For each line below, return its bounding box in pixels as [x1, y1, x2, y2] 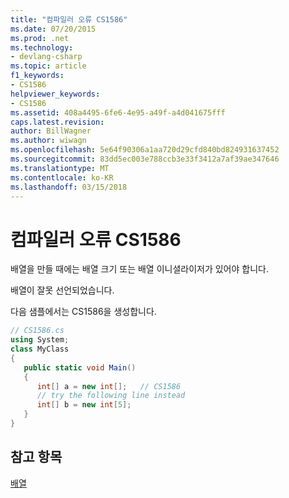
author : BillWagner [10, 126, 92, 136]
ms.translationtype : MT [10, 163, 110, 173]
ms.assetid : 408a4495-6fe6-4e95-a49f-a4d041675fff [10, 107, 226, 118]
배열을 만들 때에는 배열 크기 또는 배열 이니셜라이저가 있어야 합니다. [10, 263, 269, 275]
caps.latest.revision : [10, 117, 105, 127]
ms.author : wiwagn [10, 136, 87, 146]
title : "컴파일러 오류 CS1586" [10, 14, 128, 25]
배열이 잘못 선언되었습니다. [10, 284, 115, 296]
